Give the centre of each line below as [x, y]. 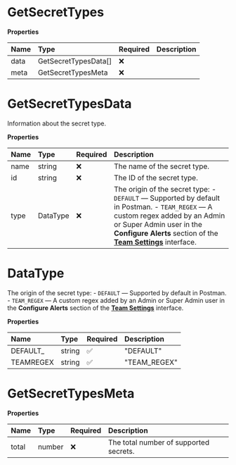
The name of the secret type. [161, 166]
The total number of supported [158, 442]
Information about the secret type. [57, 123]
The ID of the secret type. [156, 178]
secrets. [121, 451]
